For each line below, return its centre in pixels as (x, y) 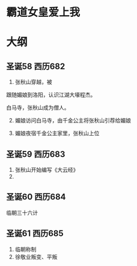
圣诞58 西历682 (36, 66)
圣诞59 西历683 (36, 154)
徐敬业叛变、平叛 (36, 256)
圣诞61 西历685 (35, 234)
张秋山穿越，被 (33, 82)
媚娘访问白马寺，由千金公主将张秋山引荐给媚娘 (73, 121)
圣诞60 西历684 (36, 197)
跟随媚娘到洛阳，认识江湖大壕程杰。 (51, 95)
